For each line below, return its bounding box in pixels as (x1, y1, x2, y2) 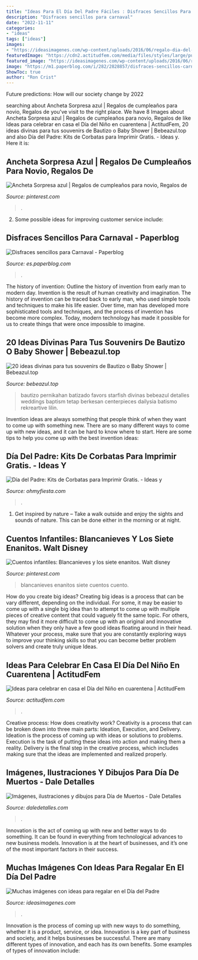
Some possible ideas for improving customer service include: (14, 216, 164, 223)
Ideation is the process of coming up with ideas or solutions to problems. (6, 732, 183, 739)
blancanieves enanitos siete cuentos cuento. (20, 581, 129, 589)
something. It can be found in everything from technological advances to (6, 833, 183, 840)
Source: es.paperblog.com (6, 260, 71, 267)
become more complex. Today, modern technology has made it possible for (6, 314, 190, 321)
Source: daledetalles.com (6, 804, 68, 811)
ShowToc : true (6, 69, 41, 75)
